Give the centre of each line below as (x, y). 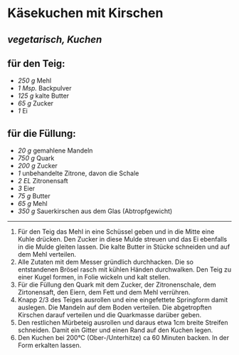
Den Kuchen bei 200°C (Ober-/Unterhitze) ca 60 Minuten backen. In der (123, 338)
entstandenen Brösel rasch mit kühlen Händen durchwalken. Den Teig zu (124, 269)
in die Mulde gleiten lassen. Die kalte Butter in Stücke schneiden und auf (124, 247)
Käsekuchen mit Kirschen (85, 13)
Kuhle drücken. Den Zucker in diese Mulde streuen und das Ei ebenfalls (122, 240)
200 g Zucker (38, 166)
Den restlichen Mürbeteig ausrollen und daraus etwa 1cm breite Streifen (123, 323)
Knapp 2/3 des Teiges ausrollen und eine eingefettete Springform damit (123, 300)
